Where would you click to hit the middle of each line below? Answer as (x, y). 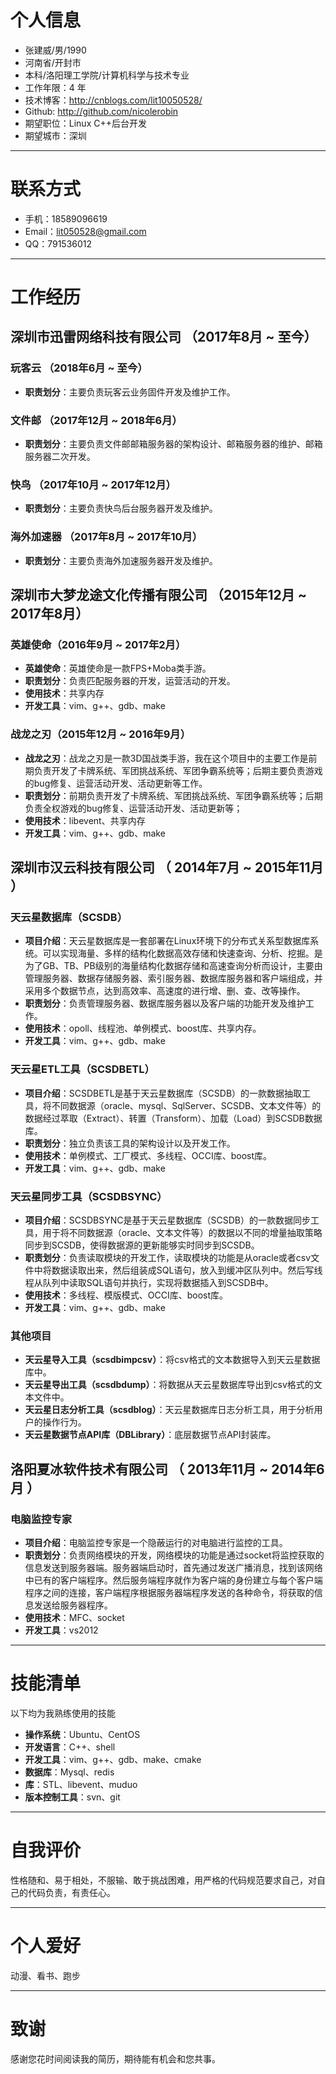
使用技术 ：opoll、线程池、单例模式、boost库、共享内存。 (143, 1028)
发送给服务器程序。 (73, 1605)
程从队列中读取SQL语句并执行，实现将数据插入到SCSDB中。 (149, 1282)
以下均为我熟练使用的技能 (63, 1713)
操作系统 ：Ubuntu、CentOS (82, 1734)
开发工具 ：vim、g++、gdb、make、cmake (113, 1759)
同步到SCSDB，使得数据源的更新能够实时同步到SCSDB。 (142, 1245)
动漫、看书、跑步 (45, 1975)
